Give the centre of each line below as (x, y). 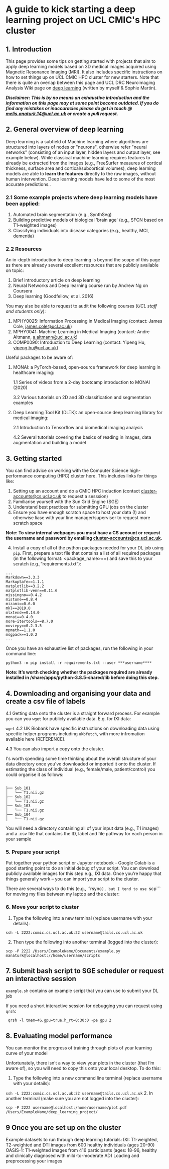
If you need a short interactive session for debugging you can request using (84, 1006)
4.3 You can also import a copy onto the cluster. (55, 749)
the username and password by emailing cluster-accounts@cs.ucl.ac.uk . (84, 538)
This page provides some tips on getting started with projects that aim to (81, 61)
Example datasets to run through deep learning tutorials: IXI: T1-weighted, (82, 1140)
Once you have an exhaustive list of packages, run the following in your (79, 648)
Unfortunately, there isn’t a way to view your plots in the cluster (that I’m (80, 1063)
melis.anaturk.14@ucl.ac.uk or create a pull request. (62, 114)
